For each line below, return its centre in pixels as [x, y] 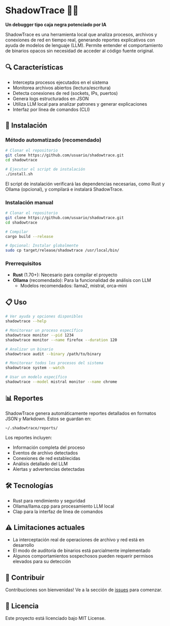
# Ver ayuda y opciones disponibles [44, 317]
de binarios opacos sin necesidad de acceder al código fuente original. [80, 51]
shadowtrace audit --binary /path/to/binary [53, 354]
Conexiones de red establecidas [46, 458]
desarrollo [23, 545]
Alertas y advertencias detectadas [49, 469]
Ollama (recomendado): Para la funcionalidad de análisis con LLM [82, 280]
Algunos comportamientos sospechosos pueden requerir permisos [83, 556]
